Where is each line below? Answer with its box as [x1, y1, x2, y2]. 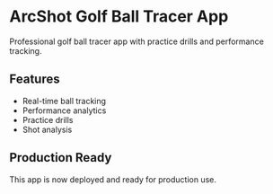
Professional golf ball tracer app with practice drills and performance [9, 36, 265, 47]
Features [9, 72, 60, 87]
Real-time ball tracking [22, 95, 106, 106]
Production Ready [9, 150, 112, 165]
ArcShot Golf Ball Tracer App [9, 6, 229, 27]
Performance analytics [22, 105, 107, 116]
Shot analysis [22, 124, 73, 135]
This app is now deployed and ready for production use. [9, 173, 217, 185]
